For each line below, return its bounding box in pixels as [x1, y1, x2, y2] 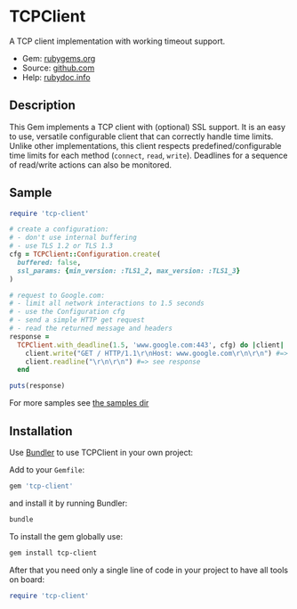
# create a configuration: [9, 225, 109, 234]
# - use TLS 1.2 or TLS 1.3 [9, 242, 114, 251]
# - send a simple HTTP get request [9, 316, 145, 325]
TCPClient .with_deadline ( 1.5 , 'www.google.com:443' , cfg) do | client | [17, 341, 285, 350]
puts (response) [9, 382, 66, 391]
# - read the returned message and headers [9, 324, 173, 333]
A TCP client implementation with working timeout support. [9, 36, 226, 46]
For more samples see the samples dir [9, 398, 149, 408]
